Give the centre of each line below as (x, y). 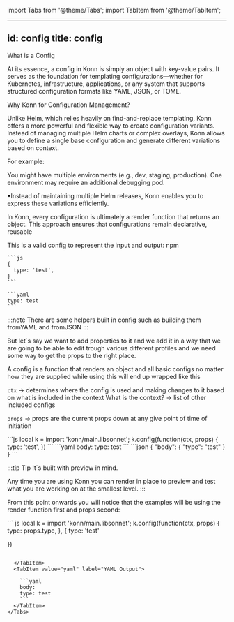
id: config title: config (55, 39)
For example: (26, 161)
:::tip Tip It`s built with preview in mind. (63, 468)
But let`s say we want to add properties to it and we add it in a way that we (114, 341)
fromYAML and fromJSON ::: (48, 327)
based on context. (33, 148)
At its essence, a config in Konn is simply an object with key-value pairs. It (114, 68)
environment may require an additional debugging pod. (86, 182)
